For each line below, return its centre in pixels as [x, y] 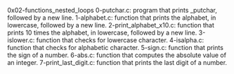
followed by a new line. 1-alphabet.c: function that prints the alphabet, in [112, 18]
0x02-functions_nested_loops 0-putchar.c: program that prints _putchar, [112, 10]
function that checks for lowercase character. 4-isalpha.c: [120, 40]
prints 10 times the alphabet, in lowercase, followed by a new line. [102, 32]
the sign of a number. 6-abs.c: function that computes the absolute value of [117, 55]
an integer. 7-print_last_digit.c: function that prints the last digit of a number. [117, 62]
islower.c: [21, 40]
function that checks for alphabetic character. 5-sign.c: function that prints [115, 48]
